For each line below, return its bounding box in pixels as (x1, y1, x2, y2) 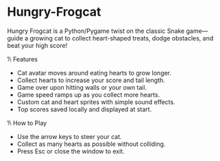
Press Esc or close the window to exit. (16, 147, 125, 155)
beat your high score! (7, 41, 68, 49)
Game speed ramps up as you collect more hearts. (16, 90, 160, 99)
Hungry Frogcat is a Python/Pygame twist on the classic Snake (7, 27, 185, 35)
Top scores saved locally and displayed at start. (16, 105, 152, 113)
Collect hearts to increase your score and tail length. (16, 76, 166, 84)
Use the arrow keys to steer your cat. (16, 132, 122, 140)
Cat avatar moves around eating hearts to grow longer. (16, 69, 172, 77)
